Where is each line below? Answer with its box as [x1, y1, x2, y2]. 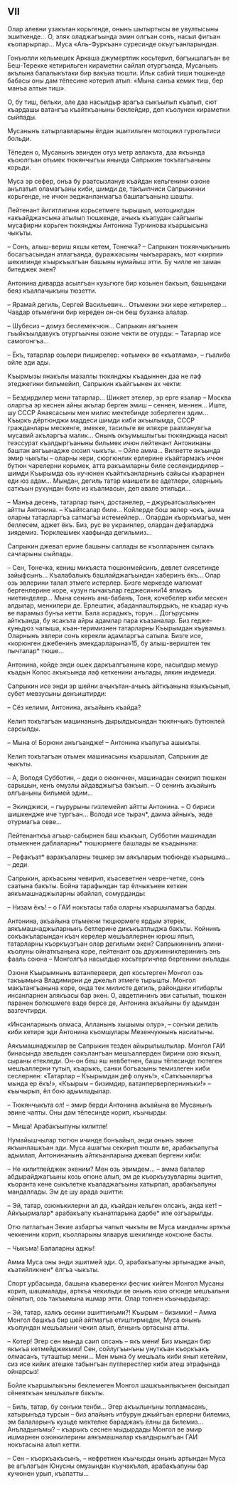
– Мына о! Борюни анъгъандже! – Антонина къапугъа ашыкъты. [7, 738, 201, 746]
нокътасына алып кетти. [7, 1440, 82, 1449]
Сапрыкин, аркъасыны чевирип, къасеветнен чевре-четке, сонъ [7, 874, 205, 882]
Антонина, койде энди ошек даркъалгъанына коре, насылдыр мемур [7, 660, 218, 669]
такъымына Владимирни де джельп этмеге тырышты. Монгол [7, 976, 197, 984]
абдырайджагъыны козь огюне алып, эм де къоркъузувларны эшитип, [7, 1172, 223, 1181]
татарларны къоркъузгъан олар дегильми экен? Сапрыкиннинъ [7, 939, 202, 948]
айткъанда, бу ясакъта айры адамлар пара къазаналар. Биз [7, 616, 190, 625]
